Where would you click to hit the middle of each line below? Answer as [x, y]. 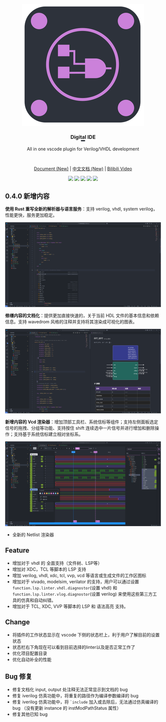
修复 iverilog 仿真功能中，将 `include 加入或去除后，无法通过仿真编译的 [85, 702]
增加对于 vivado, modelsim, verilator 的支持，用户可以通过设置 [76, 582]
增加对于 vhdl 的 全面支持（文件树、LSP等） [57, 563]
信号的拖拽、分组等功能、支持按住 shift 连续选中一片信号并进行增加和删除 [80, 428]
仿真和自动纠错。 [38, 600]
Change [18, 622]
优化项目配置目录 [30, 653]
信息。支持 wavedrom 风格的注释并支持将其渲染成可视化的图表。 [71, 321]
